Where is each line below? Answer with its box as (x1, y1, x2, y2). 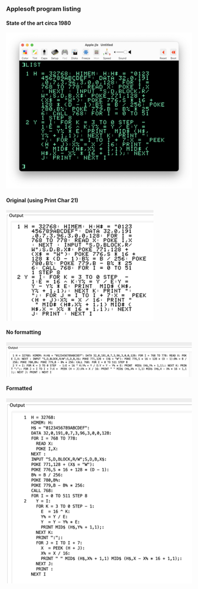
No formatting (6, 328, 41, 336)
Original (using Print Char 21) (6, 197, 78, 204)
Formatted (6, 385, 32, 392)
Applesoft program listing (6, 5, 81, 13)
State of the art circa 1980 (6, 19, 71, 27)
